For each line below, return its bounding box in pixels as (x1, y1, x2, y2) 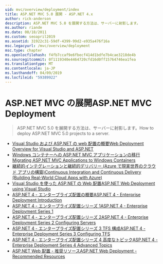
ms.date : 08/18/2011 (5, 30, 47, 35)
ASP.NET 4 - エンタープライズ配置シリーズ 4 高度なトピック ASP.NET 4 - (12, 237, 158, 243)
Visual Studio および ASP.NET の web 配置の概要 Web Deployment (12, 140, 144, 146)
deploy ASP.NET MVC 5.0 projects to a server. (17, 130, 110, 136)
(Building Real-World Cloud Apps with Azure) (12, 174, 103, 180)
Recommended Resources (12, 253, 65, 259)
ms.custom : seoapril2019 (5, 35, 55, 39)
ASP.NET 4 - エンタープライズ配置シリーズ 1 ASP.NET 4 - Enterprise (12, 203, 148, 208)
